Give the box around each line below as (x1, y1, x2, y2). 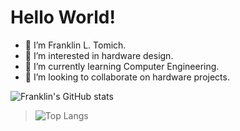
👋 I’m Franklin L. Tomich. (24, 39, 127, 51)
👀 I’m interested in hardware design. (24, 49, 174, 61)
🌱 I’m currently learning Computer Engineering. (24, 60, 220, 72)
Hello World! (10, 6, 116, 29)
